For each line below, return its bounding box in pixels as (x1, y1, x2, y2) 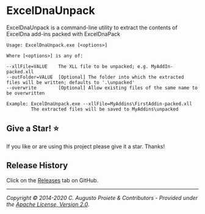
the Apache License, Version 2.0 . (6, 201, 90, 208)
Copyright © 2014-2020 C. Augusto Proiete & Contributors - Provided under (6, 194, 198, 201)
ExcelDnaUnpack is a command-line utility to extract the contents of (6, 24, 178, 31)
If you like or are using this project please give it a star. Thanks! (6, 143, 165, 150)
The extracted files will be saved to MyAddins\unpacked (31, 106, 179, 112)
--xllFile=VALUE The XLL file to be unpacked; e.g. (6, 63, 149, 70)
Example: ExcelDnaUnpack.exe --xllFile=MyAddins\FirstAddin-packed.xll (6, 101, 192, 107)
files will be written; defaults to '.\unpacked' (6, 79, 135, 85)
